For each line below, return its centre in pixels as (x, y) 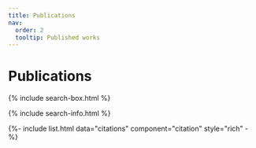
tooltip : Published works (58, 37)
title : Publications (42, 15)
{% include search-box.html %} (59, 98)
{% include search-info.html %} (59, 113)
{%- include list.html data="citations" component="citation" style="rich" (126, 129)
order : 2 (30, 30)
